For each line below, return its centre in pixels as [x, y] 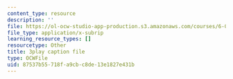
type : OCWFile [28, 58]
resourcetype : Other [37, 45]
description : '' [31, 20]
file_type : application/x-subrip [55, 33]
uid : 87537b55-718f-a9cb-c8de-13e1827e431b [71, 65]
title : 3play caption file [46, 52]
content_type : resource [42, 13]
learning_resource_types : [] [49, 39]
